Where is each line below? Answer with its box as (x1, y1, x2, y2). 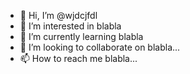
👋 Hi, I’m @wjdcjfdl (19, 10, 98, 21)
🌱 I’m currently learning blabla (19, 31, 144, 42)
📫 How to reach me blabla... (19, 53, 138, 64)
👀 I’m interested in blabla (19, 20, 122, 32)
